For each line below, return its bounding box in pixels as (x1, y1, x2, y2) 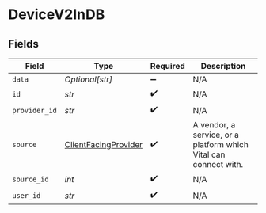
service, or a (192, 129, 239, 140)
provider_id (12, 105, 58, 115)
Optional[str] (64, 74, 113, 85)
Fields (8, 37, 40, 51)
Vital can (192, 149, 226, 160)
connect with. (192, 159, 244, 169)
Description (200, 61, 246, 71)
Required (150, 61, 186, 71)
